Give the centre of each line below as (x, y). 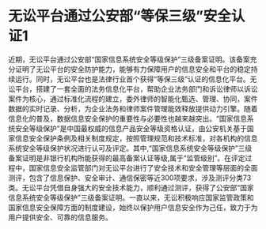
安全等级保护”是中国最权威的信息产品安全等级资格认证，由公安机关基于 (131, 128)
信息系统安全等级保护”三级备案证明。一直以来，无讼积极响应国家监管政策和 (131, 197)
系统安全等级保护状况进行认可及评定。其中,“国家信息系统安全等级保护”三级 (130, 148)
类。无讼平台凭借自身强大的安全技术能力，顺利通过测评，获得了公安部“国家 (131, 187)
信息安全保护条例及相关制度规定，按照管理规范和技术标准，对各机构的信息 (136, 138)
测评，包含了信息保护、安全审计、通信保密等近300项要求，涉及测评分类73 (130, 178)
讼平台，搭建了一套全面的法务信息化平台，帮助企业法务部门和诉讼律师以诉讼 (133, 88)
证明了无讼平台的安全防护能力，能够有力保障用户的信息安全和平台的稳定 (133, 69)
